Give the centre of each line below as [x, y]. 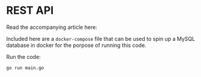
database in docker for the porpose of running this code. [76, 45]
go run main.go [25, 68]
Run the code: [23, 57]
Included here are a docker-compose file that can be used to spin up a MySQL [101, 38]
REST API [30, 11]
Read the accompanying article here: [52, 27]
